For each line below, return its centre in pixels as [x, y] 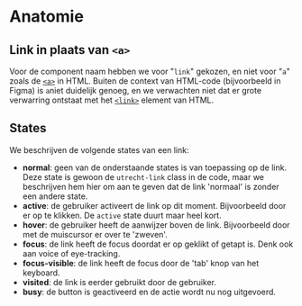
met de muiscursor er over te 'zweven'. [95, 234]
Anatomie [46, 17]
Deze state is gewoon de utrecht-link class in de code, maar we [143, 176]
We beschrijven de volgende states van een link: [99, 149]
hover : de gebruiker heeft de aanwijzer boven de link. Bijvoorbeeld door [156, 225]
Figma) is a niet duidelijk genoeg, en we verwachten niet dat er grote [136, 90]
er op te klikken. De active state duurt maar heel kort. [122, 215]
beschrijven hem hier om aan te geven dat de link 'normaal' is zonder [151, 186]
